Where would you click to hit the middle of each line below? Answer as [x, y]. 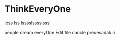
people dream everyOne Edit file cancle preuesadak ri [60, 32]
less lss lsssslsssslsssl [28, 23]
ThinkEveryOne [38, 9]
